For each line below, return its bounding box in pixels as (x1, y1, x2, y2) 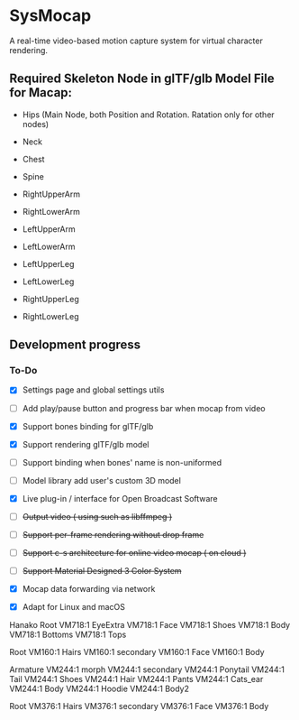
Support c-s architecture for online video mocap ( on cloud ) (22, 548, 247, 558)
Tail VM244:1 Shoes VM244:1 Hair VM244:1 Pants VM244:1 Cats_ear (9, 674, 264, 685)
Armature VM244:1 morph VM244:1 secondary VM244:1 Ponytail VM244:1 (9, 664, 285, 675)
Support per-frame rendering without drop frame (22, 529, 204, 540)
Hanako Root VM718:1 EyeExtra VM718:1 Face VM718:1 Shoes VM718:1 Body (9, 620, 291, 631)
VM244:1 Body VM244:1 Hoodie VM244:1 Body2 (9, 683, 189, 695)
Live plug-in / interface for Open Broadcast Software (22, 493, 218, 503)
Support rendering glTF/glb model (22, 438, 149, 449)
